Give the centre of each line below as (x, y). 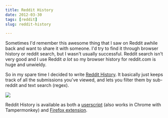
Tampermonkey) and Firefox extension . (46, 110)
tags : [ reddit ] (21, 19)
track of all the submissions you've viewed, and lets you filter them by (78, 80)
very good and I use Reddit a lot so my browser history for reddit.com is (81, 60)
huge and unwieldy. (26, 65)
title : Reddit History (29, 10)
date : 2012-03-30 (24, 15)
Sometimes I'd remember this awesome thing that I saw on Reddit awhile (81, 43)
